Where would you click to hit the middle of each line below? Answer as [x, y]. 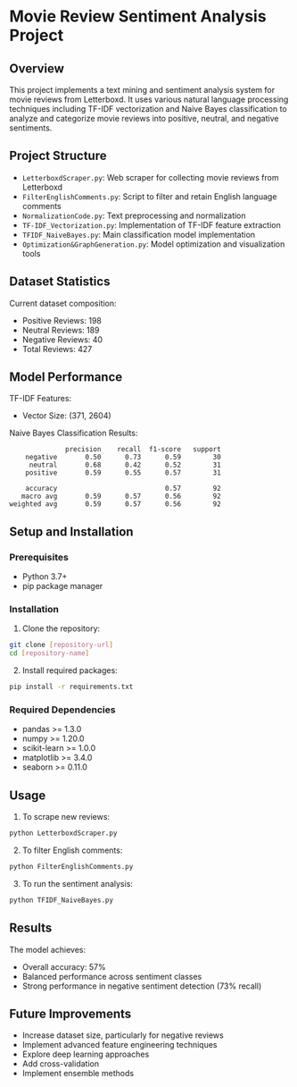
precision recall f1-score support [143, 450]
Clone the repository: [61, 628]
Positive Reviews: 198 [62, 320]
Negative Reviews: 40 [62, 339]
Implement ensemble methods [78, 1074]
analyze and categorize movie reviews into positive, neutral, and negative [144, 118]
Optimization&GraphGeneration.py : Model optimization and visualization [153, 244]
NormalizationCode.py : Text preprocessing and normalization [134, 215]
